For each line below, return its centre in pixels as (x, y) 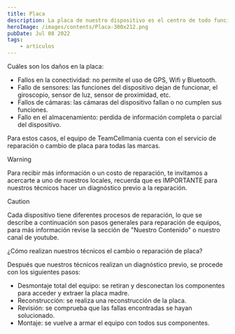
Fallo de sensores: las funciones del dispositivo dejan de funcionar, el (117, 87)
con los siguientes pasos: (44, 272)
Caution (19, 201)
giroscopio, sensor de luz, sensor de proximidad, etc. (94, 95)
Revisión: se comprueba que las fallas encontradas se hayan (105, 308)
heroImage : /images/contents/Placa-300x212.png (78, 27)
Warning (19, 159)
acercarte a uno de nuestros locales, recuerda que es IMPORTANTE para (113, 180)
